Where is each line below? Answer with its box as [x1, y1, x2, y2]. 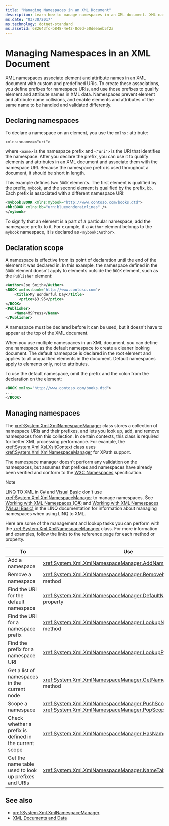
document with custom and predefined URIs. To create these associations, [5, 80, 160, 87]
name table [8, 760, 34, 767]
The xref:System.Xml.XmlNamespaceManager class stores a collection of [5, 422, 158, 428]
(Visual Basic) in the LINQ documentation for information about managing [5, 505, 157, 511]
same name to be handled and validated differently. [5, 102, 112, 108]
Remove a [8, 571, 31, 578]
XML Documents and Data [12, 815, 67, 821]
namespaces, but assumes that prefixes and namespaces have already [5, 464, 152, 470]
